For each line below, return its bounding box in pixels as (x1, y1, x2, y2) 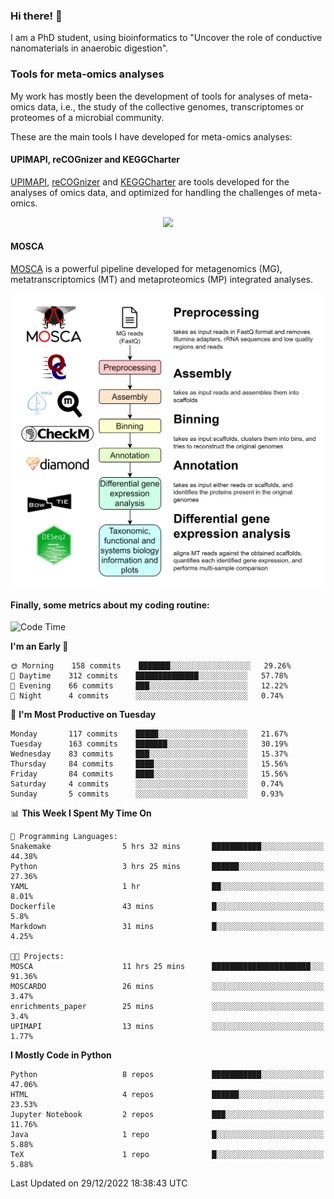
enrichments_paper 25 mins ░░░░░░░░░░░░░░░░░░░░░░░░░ (10, 1002, 325, 1012)
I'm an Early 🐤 (10, 640, 69, 653)
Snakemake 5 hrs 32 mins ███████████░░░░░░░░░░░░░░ (10, 842, 325, 852)
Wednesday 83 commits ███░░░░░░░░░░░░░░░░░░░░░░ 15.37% (10, 749, 288, 759)
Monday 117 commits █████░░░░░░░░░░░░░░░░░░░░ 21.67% (10, 729, 288, 739)
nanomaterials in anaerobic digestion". (10, 42, 169, 54)
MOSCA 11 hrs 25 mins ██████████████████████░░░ (10, 962, 325, 972)
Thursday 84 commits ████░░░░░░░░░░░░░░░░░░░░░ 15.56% (10, 759, 288, 769)
